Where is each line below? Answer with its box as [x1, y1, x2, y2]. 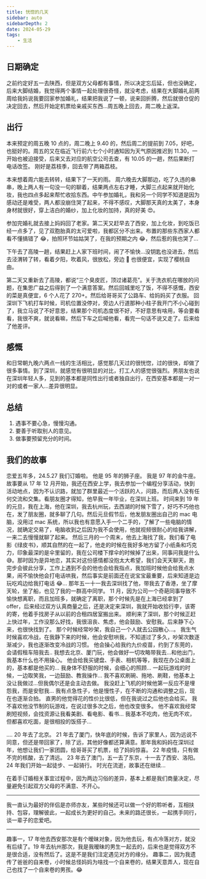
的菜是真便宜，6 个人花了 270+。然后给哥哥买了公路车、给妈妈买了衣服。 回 [6, 291, 199, 299]
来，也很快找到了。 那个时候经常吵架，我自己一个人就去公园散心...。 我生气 [6, 626, 197, 633]
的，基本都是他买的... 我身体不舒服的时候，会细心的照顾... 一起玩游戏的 [6, 664, 186, 671]
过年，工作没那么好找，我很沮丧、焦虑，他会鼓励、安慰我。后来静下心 [17, 618, 194, 625]
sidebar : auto [6, 15, 43, 21]
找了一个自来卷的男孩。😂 [17, 866, 83, 873]
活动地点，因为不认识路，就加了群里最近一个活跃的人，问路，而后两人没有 [6, 488, 194, 495]
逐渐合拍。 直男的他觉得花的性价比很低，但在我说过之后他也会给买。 [17, 695, 191, 702]
